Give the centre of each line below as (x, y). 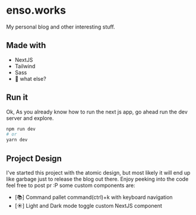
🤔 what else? (30, 78)
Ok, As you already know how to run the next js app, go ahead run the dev (97, 112)
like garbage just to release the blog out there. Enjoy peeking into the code (97, 179)
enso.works (36, 10)
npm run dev (21, 129)
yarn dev (17, 140)
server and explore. (30, 118)
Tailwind (25, 66)
